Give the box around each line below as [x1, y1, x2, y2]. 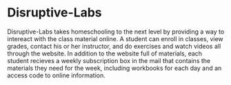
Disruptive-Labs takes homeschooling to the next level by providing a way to [7, 27, 225, 36]
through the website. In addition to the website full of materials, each [7, 49, 202, 58]
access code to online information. [7, 71, 106, 80]
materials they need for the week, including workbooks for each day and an [7, 64, 222, 72]
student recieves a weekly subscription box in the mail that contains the [7, 56, 211, 64]
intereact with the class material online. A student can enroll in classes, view [7, 34, 224, 42]
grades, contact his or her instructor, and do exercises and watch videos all [7, 42, 221, 50]
